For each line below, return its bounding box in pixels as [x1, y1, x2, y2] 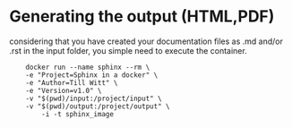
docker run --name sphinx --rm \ [25, 63, 150, 72]
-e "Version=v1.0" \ [25, 86, 102, 95]
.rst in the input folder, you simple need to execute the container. [9, 45, 248, 55]
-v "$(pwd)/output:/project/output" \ [25, 101, 170, 111]
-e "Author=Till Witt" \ [25, 78, 118, 87]
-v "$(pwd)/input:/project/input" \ [25, 94, 163, 103]
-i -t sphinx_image [41, 109, 115, 118]
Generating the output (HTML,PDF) [9, 6, 275, 27]
